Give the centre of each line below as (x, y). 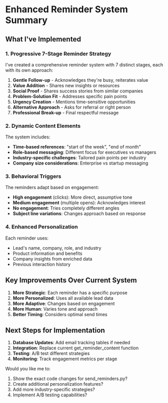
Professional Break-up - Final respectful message (66, 112)
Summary (26, 20)
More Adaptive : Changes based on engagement (64, 303)
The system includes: (28, 137)
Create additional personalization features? (58, 384)
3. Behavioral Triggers (33, 176)
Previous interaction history (42, 264)
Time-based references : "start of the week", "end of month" (77, 147)
